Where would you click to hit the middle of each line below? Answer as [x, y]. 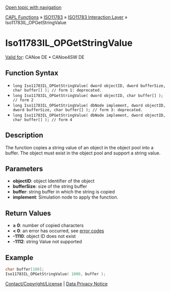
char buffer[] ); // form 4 [42, 120]
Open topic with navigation [34, 7]
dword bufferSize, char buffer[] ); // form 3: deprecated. [78, 110]
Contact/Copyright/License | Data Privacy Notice [56, 283]
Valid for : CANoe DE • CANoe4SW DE [45, 57]
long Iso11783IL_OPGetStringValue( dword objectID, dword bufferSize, [89, 86]
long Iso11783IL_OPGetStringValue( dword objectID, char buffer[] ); [88, 95]
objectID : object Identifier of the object [54, 181]
